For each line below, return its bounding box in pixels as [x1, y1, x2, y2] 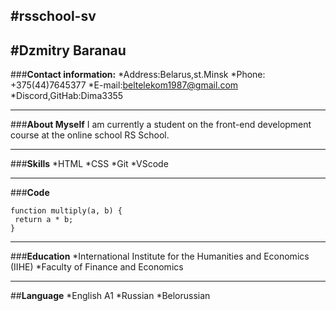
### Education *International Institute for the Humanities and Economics [10, 250, 310, 263]
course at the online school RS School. [10, 129, 170, 141]
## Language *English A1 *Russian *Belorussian [10, 290, 211, 302]
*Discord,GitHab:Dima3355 [10, 90, 124, 102]
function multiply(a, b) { [10, 206, 123, 216]
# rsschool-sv [10, 8, 97, 25]
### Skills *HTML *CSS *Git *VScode [10, 158, 169, 170]
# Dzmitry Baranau [10, 42, 127, 59]
